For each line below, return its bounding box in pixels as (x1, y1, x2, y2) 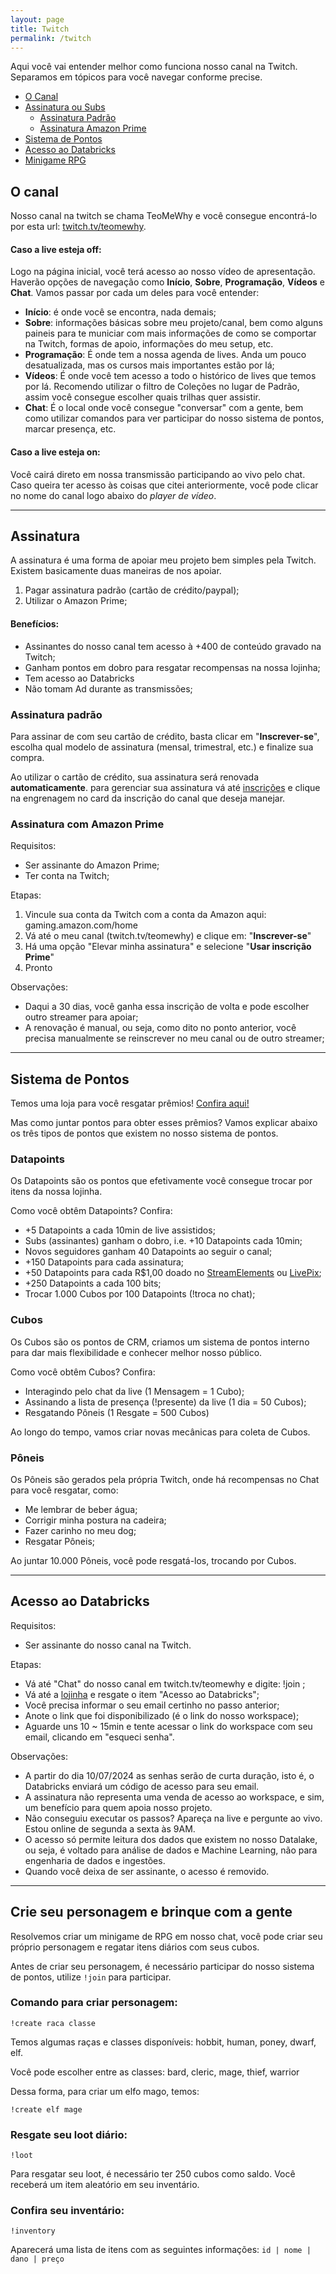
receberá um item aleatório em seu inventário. (10, 2179, 200, 2191)
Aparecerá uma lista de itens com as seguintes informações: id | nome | (10, 2244, 312, 2256)
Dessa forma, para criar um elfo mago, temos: (10, 2085, 200, 2097)
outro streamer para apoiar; (24, 1011, 139, 1023)
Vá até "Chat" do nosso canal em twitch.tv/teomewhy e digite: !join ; (24, 1677, 306, 1690)
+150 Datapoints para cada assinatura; (24, 1256, 185, 1268)
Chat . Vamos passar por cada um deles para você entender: (10, 287, 260, 299)
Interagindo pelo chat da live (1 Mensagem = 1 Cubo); (24, 1385, 245, 1397)
